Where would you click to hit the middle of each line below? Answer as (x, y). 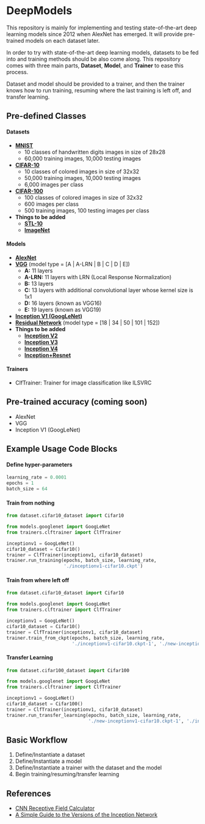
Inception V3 (41, 342)
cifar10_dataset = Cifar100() (45, 704)
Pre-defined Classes (46, 116)
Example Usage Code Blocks (62, 449)
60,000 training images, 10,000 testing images (83, 158)
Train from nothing (31, 503)
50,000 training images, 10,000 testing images (83, 178)
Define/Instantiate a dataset (50, 755)
